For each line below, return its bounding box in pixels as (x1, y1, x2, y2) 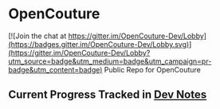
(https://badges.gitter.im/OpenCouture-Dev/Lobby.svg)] (8, 39, 192, 49)
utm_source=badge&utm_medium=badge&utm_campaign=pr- (8, 56, 212, 66)
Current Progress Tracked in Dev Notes (8, 88, 207, 102)
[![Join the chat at (8, 31, 67, 41)
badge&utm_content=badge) (8, 64, 103, 74)
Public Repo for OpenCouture (104, 64, 202, 74)
